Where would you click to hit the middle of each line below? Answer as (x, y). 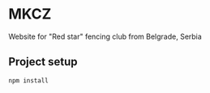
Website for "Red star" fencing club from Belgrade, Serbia (105, 36)
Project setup (43, 62)
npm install (28, 80)
